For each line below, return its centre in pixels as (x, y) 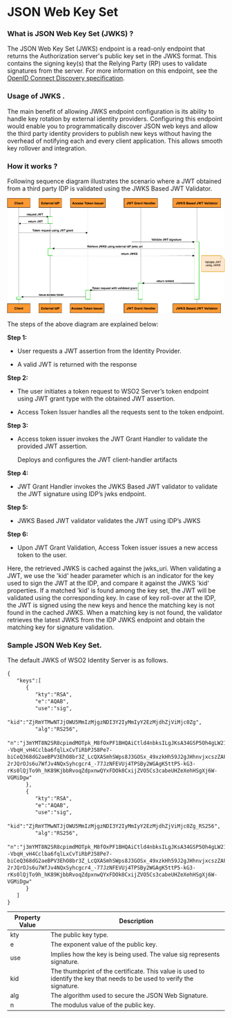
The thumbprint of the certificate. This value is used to (128, 971)
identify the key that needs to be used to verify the (122, 978)
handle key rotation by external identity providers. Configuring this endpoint (115, 119)
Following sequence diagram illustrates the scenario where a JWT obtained (115, 182)
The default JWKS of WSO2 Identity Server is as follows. (88, 660)
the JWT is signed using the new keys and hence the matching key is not (111, 605)
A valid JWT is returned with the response (77, 365)
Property (27, 917)
